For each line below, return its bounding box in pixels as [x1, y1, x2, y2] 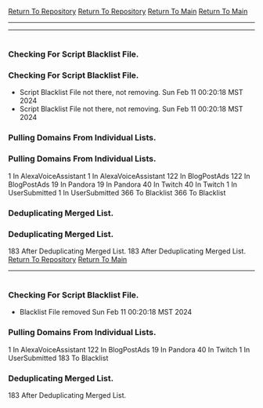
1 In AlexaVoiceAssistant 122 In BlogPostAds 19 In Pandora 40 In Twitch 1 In [8, 344, 250, 354]
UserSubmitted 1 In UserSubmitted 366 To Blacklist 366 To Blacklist [8, 188, 226, 197]
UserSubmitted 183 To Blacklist [8, 353, 109, 362]
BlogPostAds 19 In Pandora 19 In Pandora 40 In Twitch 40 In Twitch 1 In [8, 180, 237, 189]
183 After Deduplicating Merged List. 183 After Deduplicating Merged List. [8, 246, 247, 256]
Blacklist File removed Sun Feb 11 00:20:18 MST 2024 [19, 308, 193, 317]
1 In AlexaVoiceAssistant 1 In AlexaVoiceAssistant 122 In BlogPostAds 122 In [8, 171, 250, 180]
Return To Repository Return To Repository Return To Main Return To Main [8, 7, 248, 16]
